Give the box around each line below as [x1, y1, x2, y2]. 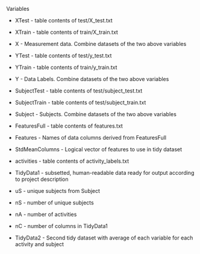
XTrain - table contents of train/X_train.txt [14, 28, 119, 36]
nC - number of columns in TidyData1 [14, 223, 108, 229]
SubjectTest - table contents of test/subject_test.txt [14, 87, 143, 94]
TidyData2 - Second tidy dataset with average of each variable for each [14, 234, 193, 241]
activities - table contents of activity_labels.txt [14, 157, 130, 164]
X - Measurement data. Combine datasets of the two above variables [14, 41, 187, 47]
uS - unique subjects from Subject [14, 187, 101, 194]
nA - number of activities [14, 211, 77, 218]
